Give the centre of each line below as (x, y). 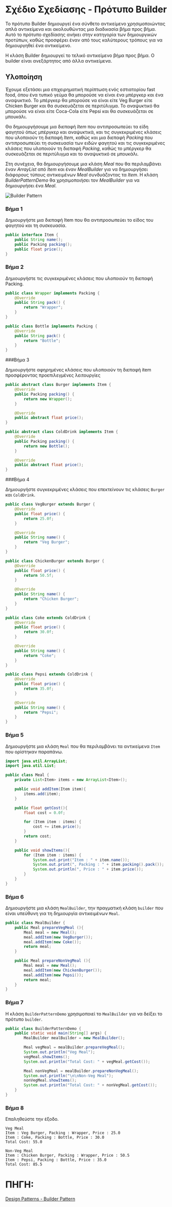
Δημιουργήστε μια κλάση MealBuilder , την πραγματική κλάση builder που (84, 908)
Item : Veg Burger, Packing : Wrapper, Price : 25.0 (63, 1133)
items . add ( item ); (42, 794)
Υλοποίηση (24, 77)
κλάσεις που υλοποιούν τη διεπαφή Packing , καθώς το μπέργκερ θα (78, 148)
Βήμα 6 (15, 897)
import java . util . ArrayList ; (36, 761)
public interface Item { (32, 235)
